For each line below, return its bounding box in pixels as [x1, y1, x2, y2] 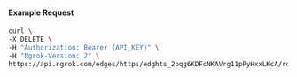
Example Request [8, 7, 74, 18]
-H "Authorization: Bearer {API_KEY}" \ [8, 42, 160, 52]
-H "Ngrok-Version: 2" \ [8, 51, 100, 60]
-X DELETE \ [8, 35, 52, 44]
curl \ [8, 27, 33, 35]
